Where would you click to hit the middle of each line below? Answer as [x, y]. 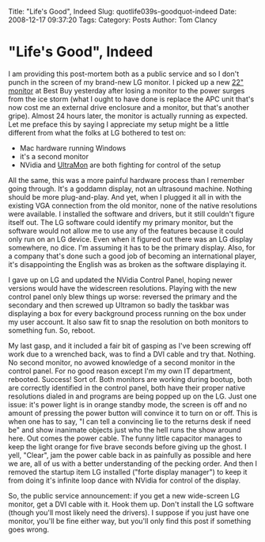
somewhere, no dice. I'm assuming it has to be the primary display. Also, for [132, 247]
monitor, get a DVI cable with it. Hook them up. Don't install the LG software [131, 504]
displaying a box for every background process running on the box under [127, 313]
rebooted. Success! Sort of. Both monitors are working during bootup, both [131, 379]
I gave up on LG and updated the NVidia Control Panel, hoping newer [121, 280]
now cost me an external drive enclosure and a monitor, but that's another [129, 107]
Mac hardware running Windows [73, 148]
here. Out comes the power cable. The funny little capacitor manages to [125, 438]
